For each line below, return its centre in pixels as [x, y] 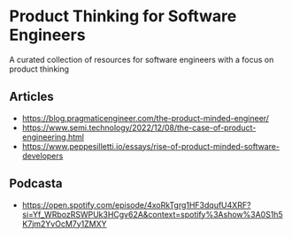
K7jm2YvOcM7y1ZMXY [65, 224]
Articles [32, 97]
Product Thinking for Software [123, 16]
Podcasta [36, 184]
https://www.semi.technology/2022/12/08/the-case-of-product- [139, 127]
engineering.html [53, 137]
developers [42, 156]
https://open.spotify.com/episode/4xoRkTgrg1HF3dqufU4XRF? [136, 204]
